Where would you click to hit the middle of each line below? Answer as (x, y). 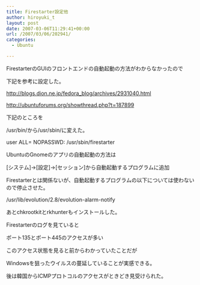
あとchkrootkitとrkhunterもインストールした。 (63, 212)
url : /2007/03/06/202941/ (38, 34)
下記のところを (25, 117)
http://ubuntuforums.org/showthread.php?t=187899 (70, 105)
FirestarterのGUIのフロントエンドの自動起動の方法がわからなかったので (95, 68)
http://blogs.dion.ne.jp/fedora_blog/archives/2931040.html (79, 93)
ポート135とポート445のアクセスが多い (55, 237)
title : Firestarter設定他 (37, 12)
